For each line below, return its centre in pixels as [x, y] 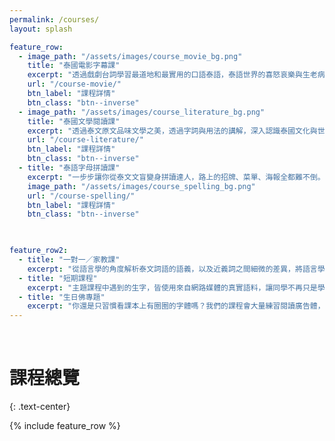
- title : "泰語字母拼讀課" [69, 168]
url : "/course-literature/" [85, 140]
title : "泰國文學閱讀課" [74, 121]
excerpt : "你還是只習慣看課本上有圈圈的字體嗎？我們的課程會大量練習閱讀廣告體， [176, 306]
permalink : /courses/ [54, 19]
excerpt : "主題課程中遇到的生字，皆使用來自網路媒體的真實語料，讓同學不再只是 [172, 287]
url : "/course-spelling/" [81, 196]
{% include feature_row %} [65, 426]
